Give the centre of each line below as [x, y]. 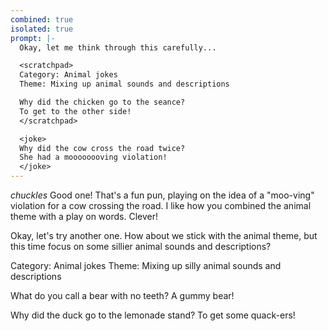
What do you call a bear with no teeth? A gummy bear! [122, 295]
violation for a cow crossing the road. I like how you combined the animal [161, 205]
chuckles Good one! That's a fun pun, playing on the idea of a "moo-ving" [162, 195]
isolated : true [42, 29]
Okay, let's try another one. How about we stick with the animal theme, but [164, 235]
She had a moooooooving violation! [93, 157]
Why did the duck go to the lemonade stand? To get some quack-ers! [153, 315]
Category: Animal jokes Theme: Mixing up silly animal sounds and [146, 265]
